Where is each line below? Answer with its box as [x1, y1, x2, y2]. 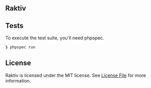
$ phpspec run [5, 45, 36, 50]
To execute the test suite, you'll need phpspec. [5, 35, 104, 41]
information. [5, 77, 31, 83]
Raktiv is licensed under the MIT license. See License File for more [5, 72, 146, 78]
